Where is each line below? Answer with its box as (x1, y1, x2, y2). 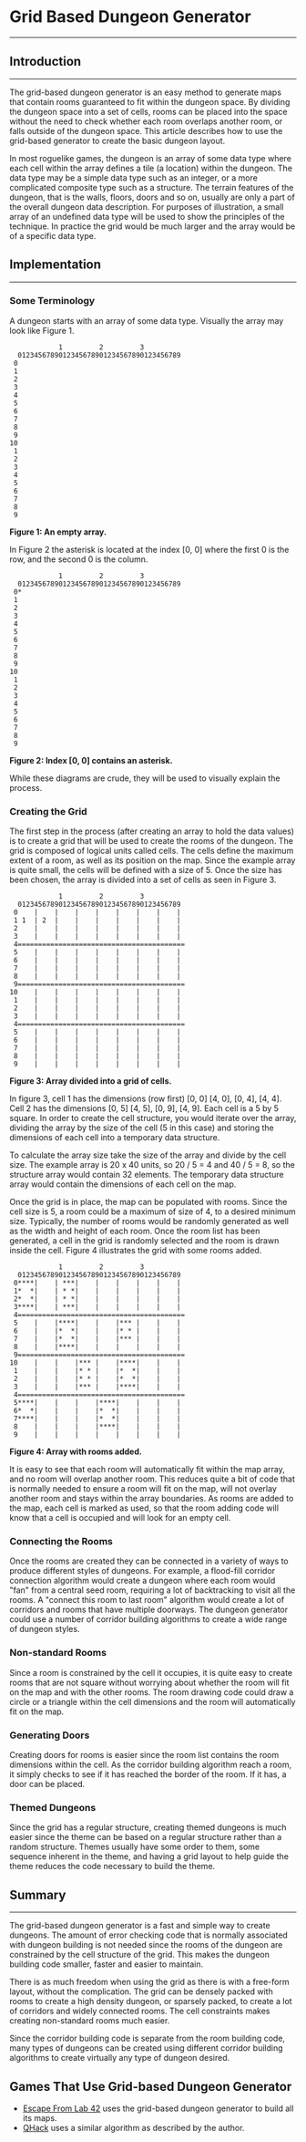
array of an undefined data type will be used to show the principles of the (9, 211, 285, 222)
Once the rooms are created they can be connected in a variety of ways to (9, 1555, 289, 1566)
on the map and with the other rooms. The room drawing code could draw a (9, 1686, 294, 1698)
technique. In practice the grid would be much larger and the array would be (9, 221, 296, 232)
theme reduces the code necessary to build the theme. (9, 1861, 216, 1872)
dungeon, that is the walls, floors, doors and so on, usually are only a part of (9, 192, 296, 203)
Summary (9, 1887, 66, 1903)
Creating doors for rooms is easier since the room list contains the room (9, 1750, 280, 1761)
